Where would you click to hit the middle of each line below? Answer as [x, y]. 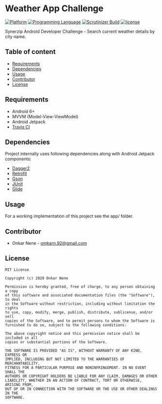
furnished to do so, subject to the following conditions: [66, 325]
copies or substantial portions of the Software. [56, 342]
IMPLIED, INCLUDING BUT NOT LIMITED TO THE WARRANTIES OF [65, 359]
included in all [21, 338]
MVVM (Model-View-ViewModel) [45, 116]
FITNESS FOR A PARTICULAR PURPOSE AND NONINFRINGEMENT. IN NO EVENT [76, 367]
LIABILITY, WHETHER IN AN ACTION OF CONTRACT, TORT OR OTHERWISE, [73, 380]
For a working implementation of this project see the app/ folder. [69, 216]
